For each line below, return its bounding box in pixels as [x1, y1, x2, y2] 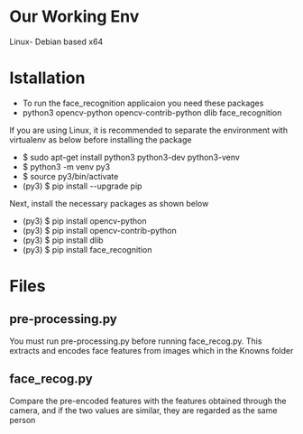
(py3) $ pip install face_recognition [22, 244, 152, 254]
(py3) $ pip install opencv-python [22, 215, 147, 226]
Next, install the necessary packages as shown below [9, 198, 209, 208]
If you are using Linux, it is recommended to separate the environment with [9, 125, 289, 135]
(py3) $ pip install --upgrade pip [22, 180, 142, 191]
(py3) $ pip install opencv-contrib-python [22, 225, 178, 235]
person [9, 414, 36, 425]
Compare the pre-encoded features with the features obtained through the [9, 395, 287, 406]
